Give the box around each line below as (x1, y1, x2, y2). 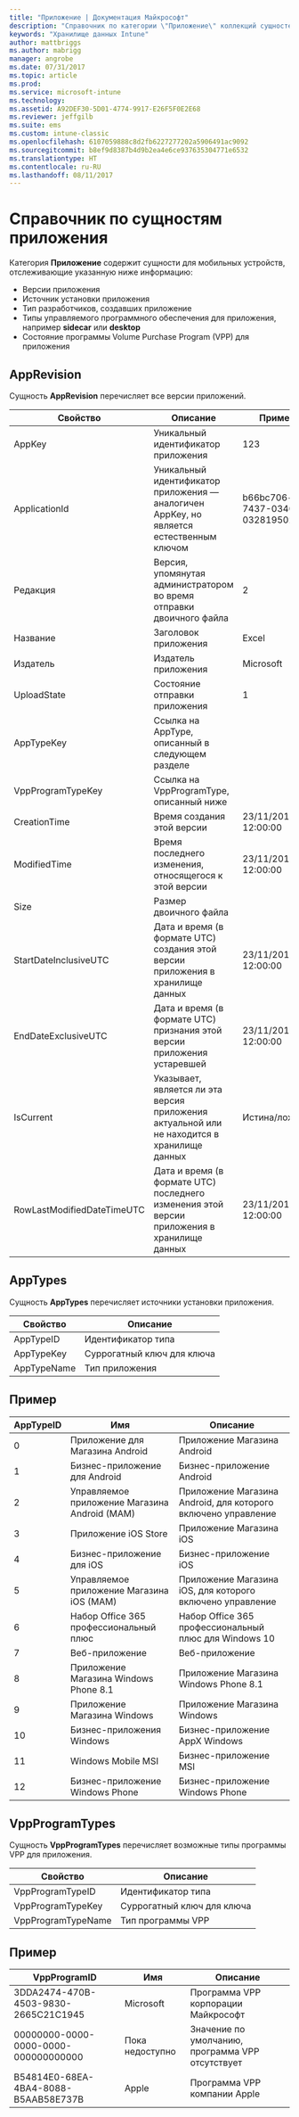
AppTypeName (13, 1362, 77, 1374)
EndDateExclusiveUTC (13, 1030, 109, 1042)
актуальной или (153, 1116, 222, 1129)
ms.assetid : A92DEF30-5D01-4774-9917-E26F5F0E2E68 (9, 104, 201, 113)
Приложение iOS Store (69, 1527, 168, 1539)
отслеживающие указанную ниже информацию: (9, 267, 193, 277)
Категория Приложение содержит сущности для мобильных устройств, (9, 258, 286, 268)
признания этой (153, 1025, 222, 1036)
